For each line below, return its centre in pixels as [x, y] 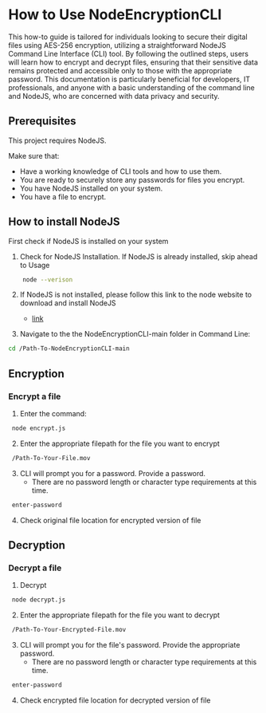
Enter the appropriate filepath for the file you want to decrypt [120, 615]
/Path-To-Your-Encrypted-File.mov [69, 630]
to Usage [35, 265]
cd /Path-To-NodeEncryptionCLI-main [69, 349]
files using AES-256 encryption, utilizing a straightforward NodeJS [117, 45]
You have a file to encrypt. [63, 196]
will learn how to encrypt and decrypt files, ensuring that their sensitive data [133, 62]
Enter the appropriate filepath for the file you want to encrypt [120, 443]
